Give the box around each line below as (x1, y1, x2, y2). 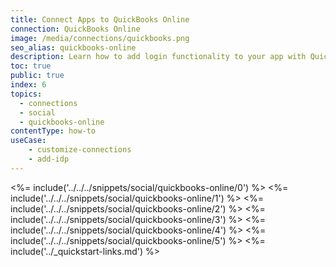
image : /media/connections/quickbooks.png (10, 33, 190, 43)
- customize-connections (28, 145, 132, 155)
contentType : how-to (10, 126, 97, 136)
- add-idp (28, 154, 70, 164)
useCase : (10, 136, 47, 146)
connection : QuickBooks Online (10, 24, 141, 34)
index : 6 (10, 80, 47, 90)
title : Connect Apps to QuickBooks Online (10, 14, 190, 25)
